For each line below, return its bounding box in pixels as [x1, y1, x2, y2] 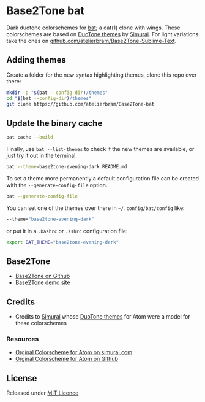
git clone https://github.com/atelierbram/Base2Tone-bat [6, 101, 155, 107]
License [6, 373, 37, 384]
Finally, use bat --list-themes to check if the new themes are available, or [6, 145, 195, 153]
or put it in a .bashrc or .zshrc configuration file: [6, 227, 128, 234]
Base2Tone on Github [15, 273, 70, 280]
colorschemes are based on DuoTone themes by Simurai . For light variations [6, 30, 199, 37]
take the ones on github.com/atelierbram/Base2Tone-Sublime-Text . [6, 37, 177, 44]
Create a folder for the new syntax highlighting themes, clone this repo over [6, 71, 197, 79]
